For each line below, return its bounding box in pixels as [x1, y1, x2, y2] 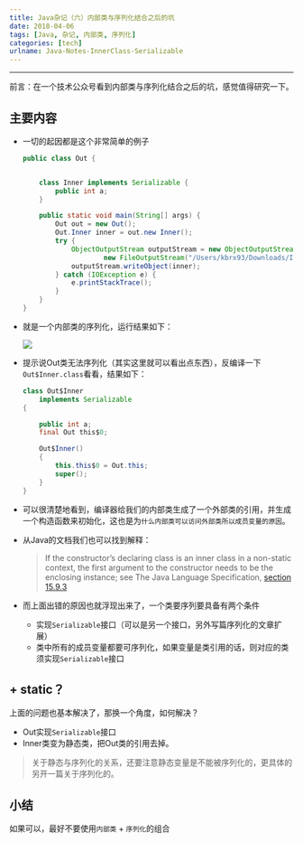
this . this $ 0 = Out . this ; [55, 462, 149, 471]
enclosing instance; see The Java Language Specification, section [44, 571, 291, 583]
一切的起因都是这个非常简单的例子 [22, 136, 150, 146]
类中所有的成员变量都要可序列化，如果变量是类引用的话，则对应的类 [35, 641, 289, 652]
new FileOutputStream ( [103, 253, 189, 262]
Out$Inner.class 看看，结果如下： [22, 368, 147, 379]
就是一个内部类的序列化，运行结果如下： [22, 321, 173, 332]
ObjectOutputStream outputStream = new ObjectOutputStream [70, 245, 298, 254]
